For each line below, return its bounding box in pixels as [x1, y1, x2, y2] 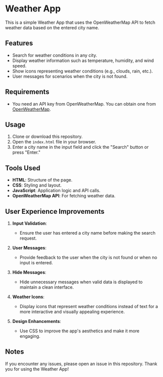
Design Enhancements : [12, 318, 61, 324]
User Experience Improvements [5, 207, 105, 216]
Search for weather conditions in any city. [12, 52, 97, 58]
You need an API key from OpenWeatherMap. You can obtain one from [12, 101, 156, 107]
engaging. [19, 333, 41, 339]
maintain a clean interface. [19, 284, 74, 290]
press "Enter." [12, 149, 41, 155]
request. [19, 235, 37, 241]
